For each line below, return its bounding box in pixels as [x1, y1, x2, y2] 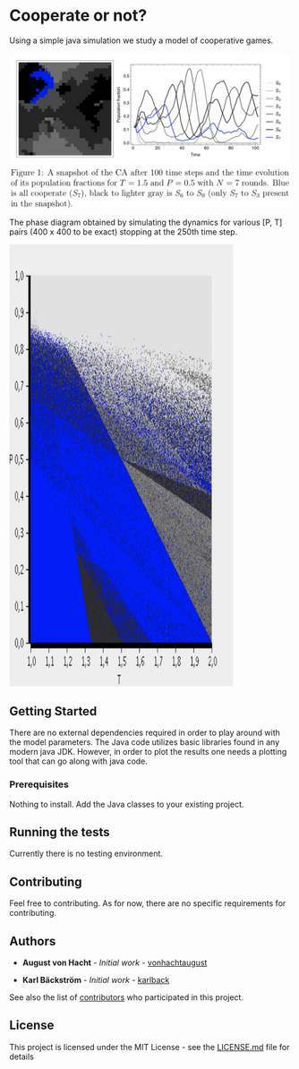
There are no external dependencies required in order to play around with [9, 727, 280, 739]
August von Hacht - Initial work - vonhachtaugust [21, 957, 208, 968]
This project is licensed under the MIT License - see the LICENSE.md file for [9, 1041, 290, 1052]
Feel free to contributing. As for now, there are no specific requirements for [9, 898, 286, 909]
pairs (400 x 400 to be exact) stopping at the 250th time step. [9, 226, 238, 237]
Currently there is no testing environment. [9, 848, 164, 859]
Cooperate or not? [9, 5, 148, 26]
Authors [9, 933, 56, 949]
